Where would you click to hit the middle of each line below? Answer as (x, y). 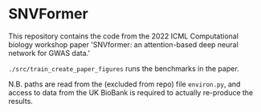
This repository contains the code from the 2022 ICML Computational (124, 36)
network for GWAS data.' (49, 53)
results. (21, 101)
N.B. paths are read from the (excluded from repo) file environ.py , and (124, 84)
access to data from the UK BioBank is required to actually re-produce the (131, 92)
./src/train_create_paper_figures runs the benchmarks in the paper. (124, 68)
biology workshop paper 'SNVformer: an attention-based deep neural (123, 44)
